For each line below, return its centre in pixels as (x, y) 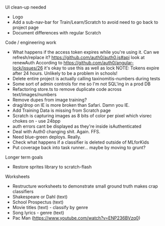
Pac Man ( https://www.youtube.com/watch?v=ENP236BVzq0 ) (76, 218)
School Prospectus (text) (38, 202)
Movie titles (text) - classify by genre (50, 207)
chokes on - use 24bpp (36, 121)
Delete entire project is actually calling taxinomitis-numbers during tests (86, 79)
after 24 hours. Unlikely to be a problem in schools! (65, 73)
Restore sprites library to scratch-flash (52, 167)
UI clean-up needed (26, 7)
